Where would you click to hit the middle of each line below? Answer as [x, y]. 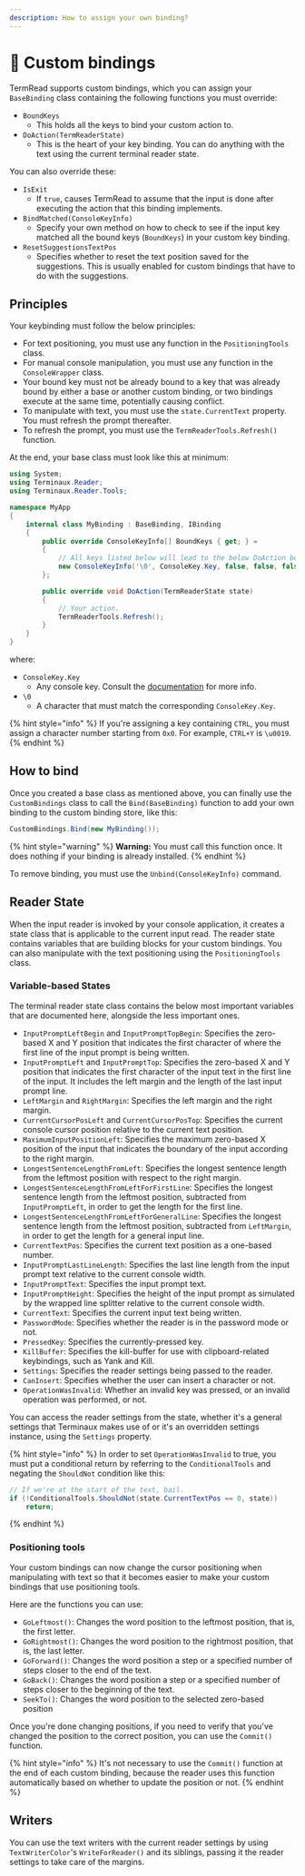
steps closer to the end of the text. [87, 1670]
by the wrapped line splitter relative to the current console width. [143, 1302]
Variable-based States [60, 986]
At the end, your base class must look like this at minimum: [119, 457]
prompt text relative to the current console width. [114, 1274]
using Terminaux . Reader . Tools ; [69, 491]
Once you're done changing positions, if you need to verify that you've [142, 1726]
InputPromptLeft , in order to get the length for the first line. [133, 1206]
